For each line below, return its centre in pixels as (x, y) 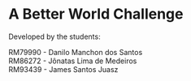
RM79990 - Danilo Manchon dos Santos (76, 52)
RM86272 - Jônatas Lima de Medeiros (73, 61)
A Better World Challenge (96, 14)
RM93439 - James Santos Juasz (63, 69)
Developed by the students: (54, 36)
